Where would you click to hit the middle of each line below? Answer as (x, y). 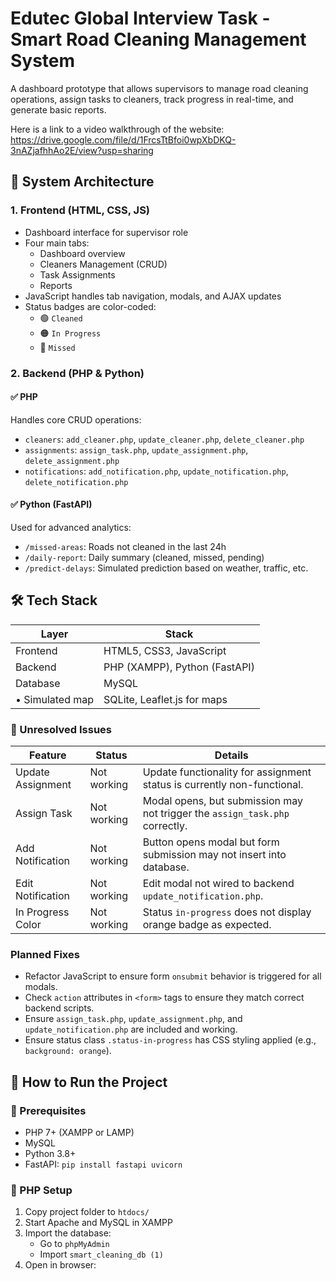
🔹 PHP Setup (41, 1190)
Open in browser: (60, 1265)
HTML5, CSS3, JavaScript (165, 650)
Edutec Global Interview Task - (140, 18)
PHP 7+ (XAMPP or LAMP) (79, 1133)
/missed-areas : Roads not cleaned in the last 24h (125, 546)
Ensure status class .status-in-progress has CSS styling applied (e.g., (170, 1040)
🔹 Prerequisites (48, 1110)
